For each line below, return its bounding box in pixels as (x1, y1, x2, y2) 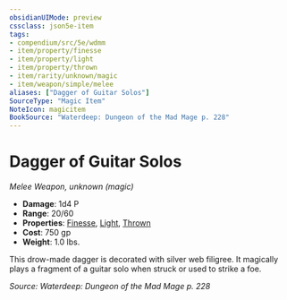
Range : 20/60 (21, 208, 74, 219)
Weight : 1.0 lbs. (21, 236, 80, 247)
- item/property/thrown (9, 64, 98, 73)
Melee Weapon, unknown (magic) (9, 181, 134, 193)
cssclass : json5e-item (9, 21, 94, 30)
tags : (9, 30, 30, 39)
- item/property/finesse (9, 47, 102, 56)
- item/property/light (9, 55, 94, 64)
